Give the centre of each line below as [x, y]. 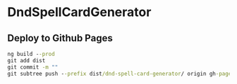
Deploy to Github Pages [60, 38]
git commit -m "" [33, 67]
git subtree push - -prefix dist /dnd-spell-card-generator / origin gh [112, 73]
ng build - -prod [31, 54]
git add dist [26, 60]
